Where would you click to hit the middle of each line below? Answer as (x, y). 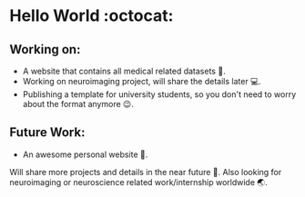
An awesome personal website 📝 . (85, 154)
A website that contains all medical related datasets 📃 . (124, 71)
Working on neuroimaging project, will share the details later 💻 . (142, 81)
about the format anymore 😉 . (78, 104)
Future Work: (47, 133)
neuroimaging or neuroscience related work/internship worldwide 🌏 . (139, 182)
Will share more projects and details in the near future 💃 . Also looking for (146, 172)
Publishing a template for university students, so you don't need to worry (159, 94)
